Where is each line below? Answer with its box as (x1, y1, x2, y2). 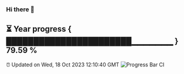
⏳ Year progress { (6, 24, 72, 34)
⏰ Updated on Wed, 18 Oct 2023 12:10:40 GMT (6, 61, 120, 68)
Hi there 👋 (6, 5, 35, 14)
